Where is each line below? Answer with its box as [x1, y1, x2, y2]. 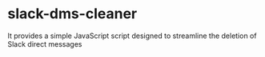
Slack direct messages [7, 39, 82, 48]
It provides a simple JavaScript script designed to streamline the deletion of [7, 31, 257, 40]
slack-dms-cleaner [7, 5, 138, 23]
